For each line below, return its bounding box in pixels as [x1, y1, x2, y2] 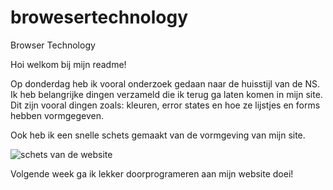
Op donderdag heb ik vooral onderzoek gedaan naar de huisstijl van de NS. [10, 77, 321, 90]
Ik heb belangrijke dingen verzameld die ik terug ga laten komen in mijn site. [10, 88, 323, 100]
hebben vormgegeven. [10, 109, 104, 121]
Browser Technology [10, 39, 96, 51]
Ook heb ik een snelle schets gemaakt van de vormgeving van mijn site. [10, 129, 306, 141]
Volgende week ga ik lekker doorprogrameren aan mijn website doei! [10, 167, 294, 180]
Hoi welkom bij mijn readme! [10, 58, 127, 70]
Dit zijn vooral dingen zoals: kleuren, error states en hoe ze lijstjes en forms [10, 99, 321, 111]
